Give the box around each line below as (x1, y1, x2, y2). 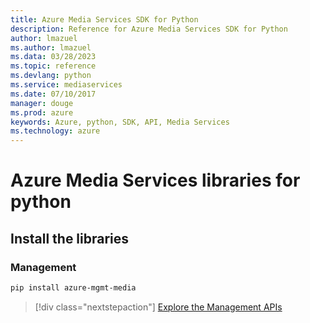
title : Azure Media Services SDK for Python (10, 14, 199, 25)
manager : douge (10, 98, 74, 108)
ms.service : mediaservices (10, 80, 123, 90)
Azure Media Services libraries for (10, 169, 301, 192)
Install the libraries (10, 230, 130, 247)
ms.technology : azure (10, 126, 101, 136)
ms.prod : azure (10, 107, 74, 118)
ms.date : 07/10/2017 (10, 89, 97, 99)
